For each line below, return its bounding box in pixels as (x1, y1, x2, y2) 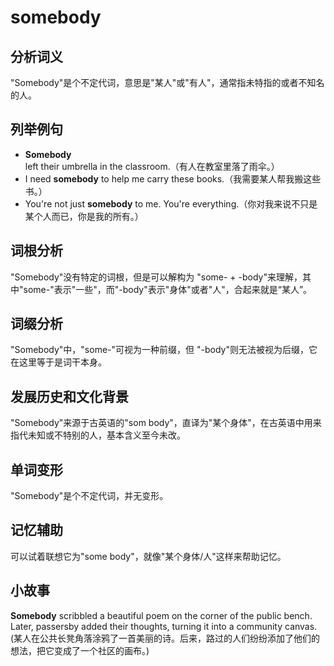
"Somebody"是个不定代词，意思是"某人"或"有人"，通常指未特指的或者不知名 (10, 77, 325, 88)
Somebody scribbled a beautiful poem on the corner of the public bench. (10, 609, 313, 621)
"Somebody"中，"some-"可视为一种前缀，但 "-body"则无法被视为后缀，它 (10, 344, 318, 356)
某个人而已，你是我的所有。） (24, 210, 144, 222)
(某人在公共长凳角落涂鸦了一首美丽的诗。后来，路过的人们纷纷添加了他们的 (10, 632, 321, 644)
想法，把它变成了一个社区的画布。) (10, 644, 150, 656)
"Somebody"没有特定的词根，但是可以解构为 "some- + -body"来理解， (10, 271, 303, 283)
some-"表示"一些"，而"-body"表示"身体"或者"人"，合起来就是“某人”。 (23, 283, 313, 295)
